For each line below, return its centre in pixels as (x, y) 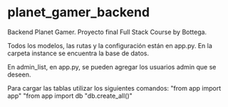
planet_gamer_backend (79, 12)
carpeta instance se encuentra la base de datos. (78, 53)
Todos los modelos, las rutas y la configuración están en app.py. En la (110, 45)
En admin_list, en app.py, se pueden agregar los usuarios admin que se (112, 67)
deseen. (19, 74)
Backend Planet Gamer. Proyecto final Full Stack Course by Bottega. (107, 32)
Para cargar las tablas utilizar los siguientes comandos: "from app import (114, 88)
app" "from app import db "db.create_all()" (70, 96)
